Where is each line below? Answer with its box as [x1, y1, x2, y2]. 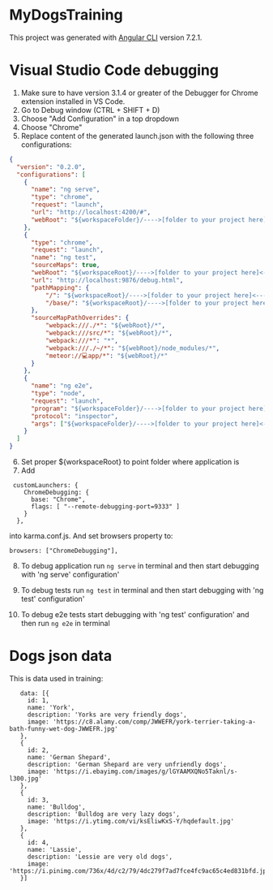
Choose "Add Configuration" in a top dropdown [20, 114, 180, 123]
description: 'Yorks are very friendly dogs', [27, 711, 187, 719]
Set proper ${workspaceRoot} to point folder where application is [20, 457, 240, 466]
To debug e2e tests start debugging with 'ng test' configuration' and [20, 610, 250, 619]
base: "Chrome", [30, 495, 86, 503]
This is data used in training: [9, 673, 104, 683]
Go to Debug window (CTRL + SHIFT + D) [20, 105, 160, 114]
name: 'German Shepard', [27, 753, 112, 761]
